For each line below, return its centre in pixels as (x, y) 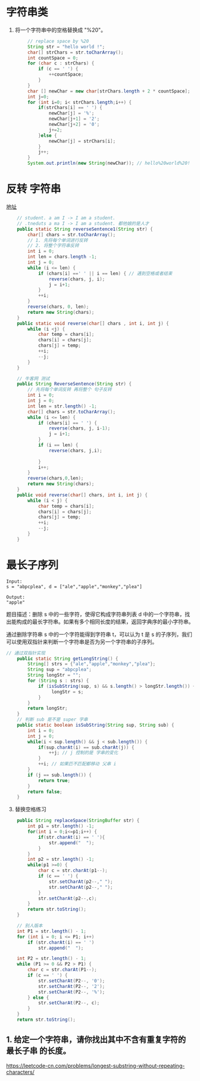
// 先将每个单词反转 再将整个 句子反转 (70, 390)
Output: (16, 597)
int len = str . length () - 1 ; (62, 406)
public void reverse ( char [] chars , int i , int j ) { (82, 495)
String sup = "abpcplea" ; (60, 670)
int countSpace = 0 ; (53, 58)
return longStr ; (48, 708)
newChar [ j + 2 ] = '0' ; (74, 125)
